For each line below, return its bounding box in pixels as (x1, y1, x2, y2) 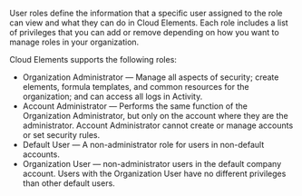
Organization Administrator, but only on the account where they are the (22, 111, 288, 121)
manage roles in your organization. (9, 36, 140, 47)
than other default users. (22, 178, 115, 189)
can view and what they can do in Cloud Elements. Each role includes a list (9, 17, 288, 28)
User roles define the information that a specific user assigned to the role (9, 8, 283, 18)
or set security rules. (22, 130, 101, 140)
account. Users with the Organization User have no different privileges (22, 168, 287, 179)
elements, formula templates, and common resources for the (22, 82, 249, 92)
